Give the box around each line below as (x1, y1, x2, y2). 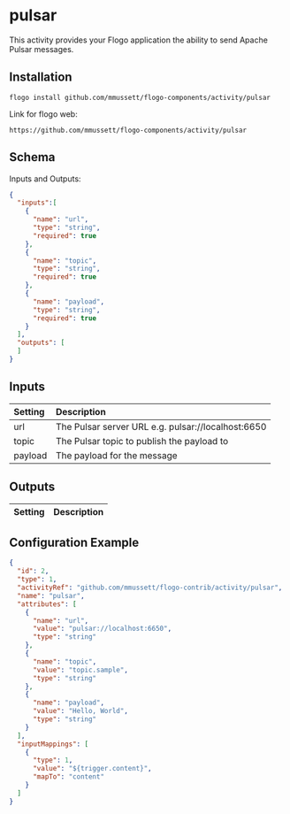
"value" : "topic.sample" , (32, 665, 128, 674)
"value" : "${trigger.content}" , (32, 764, 152, 773)
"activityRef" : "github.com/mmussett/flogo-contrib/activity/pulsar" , (17, 583, 283, 592)
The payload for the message (56, 449, 179, 461)
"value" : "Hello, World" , (32, 707, 128, 716)
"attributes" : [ (17, 599, 77, 609)
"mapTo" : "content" (32, 772, 104, 781)
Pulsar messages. (9, 43, 74, 54)
